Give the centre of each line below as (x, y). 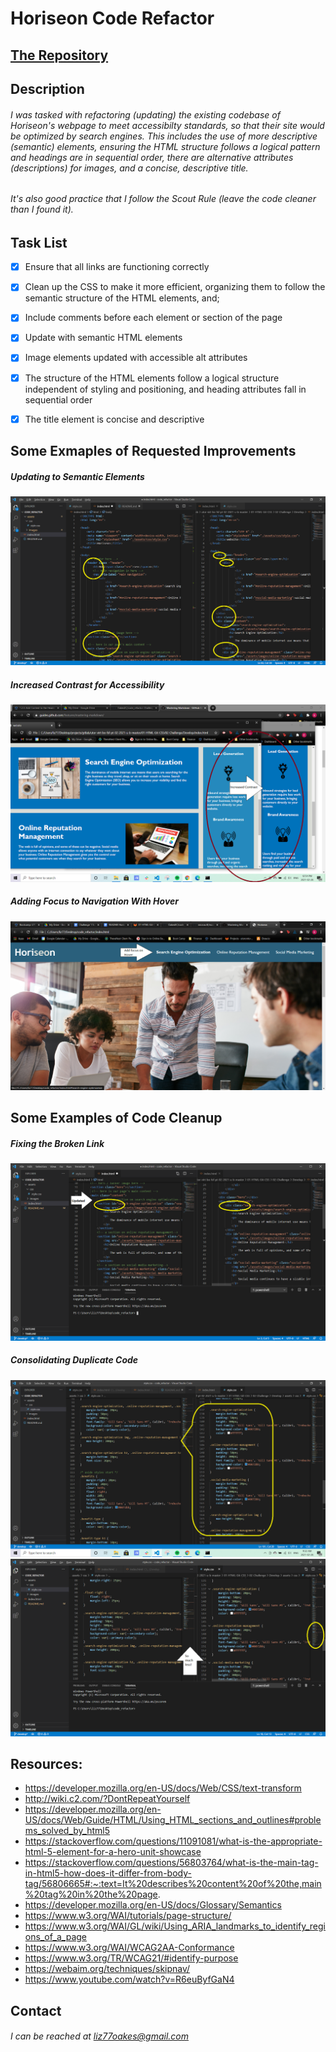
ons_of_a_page (56, 1937)
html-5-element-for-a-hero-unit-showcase (113, 1852)
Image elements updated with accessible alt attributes (136, 358)
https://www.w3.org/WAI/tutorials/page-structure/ (128, 1916)
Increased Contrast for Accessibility (87, 684)
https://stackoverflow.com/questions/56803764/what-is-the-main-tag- (171, 1863)
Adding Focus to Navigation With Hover (95, 901)
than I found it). (42, 209)
